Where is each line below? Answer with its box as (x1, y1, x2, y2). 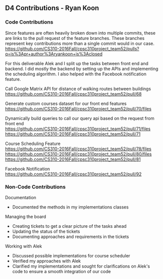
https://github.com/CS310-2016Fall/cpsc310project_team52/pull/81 (5, 156, 141, 162)
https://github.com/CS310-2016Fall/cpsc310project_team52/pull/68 (5, 91, 142, 97)
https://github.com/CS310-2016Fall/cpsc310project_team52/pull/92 (5, 171, 142, 177)
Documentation (5, 194, 36, 200)
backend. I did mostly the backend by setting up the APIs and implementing (5, 66, 159, 71)
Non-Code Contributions (5, 183, 66, 190)
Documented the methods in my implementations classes (12, 204, 129, 210)
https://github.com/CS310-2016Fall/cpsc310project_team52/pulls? (5, 45, 139, 51)
